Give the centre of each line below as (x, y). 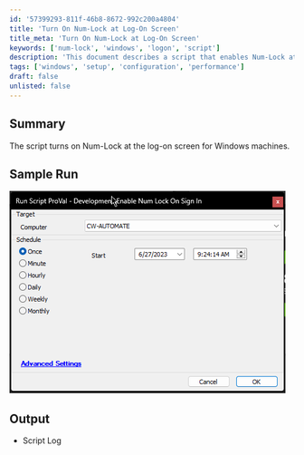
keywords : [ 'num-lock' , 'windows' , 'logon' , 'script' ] (115, 48)
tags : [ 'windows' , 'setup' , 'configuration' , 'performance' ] (127, 67)
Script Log (42, 440)
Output (29, 418)
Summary (38, 124)
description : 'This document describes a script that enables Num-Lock (147, 58)
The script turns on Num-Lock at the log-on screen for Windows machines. (150, 146)
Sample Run (44, 174)
